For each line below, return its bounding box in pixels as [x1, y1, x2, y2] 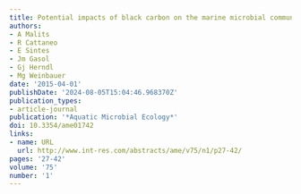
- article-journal [9, 105, 78, 114]
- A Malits [9, 30, 50, 38]
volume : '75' [9, 163, 58, 172]
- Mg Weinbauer [9, 72, 66, 80]
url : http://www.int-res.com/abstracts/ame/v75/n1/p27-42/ [17, 146, 243, 155]
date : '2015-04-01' [9, 80, 82, 89]
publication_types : [9, 96, 82, 105]
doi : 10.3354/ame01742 [9, 122, 94, 131]
